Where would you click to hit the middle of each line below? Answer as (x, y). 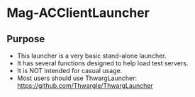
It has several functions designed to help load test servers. (102, 63)
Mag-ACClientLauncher (78, 13)
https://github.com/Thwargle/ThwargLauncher (85, 85)
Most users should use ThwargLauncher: (77, 78)
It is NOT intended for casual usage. (69, 71)
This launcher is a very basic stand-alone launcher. (92, 56)
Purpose (26, 39)
